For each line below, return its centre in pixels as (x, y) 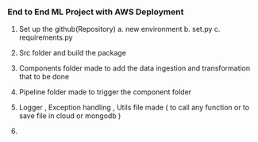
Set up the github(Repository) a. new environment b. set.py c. (119, 29)
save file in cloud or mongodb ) (70, 116)
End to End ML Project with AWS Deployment (96, 12)
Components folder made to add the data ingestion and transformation (135, 68)
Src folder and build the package (72, 53)
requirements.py (46, 37)
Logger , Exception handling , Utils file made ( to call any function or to (134, 107)
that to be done (44, 77)
